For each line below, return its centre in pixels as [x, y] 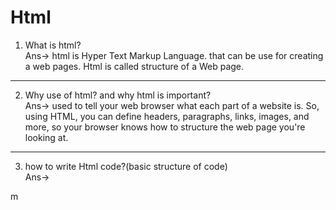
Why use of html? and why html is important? [118, 95]
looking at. [46, 137]
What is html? [53, 45]
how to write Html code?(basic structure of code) [126, 166]
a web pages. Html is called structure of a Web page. [134, 66]
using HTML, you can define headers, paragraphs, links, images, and [167, 116]
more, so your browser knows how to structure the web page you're [165, 127]
